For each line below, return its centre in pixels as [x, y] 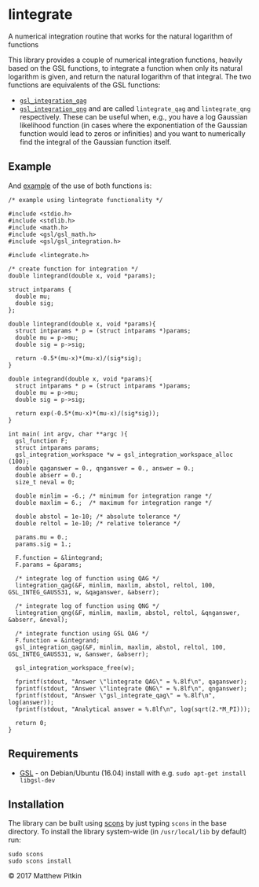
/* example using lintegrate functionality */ [86, 200]
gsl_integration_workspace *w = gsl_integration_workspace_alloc [124, 455]
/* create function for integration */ [73, 269]
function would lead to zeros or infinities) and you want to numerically [132, 133]
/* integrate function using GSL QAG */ [82, 633]
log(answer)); [31, 702]
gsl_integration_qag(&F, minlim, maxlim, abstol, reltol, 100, [120, 647]
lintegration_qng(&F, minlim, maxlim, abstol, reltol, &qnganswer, [128, 613]
